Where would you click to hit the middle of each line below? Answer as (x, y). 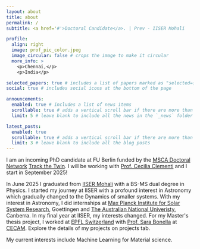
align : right (28, 45)
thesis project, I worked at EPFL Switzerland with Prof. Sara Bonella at (92, 222)
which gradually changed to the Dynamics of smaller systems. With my (93, 197)
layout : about (24, 12)
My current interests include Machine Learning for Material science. (89, 240)
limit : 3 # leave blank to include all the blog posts (81, 143)
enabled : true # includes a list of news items (72, 105)
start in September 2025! (37, 172)
